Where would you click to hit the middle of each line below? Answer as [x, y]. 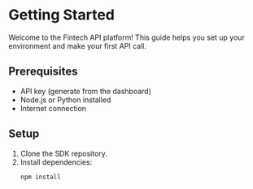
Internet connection [53, 108]
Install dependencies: [56, 162]
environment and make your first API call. [77, 45]
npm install [40, 177]
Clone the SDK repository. [64, 153]
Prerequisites [43, 72]
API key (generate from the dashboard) [86, 91]
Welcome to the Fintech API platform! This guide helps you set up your [127, 37]
